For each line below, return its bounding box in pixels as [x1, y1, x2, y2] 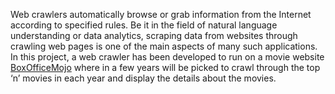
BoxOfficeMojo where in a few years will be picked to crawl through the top [10, 62, 321, 73]
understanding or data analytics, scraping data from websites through [10, 30, 298, 41]
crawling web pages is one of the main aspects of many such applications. [10, 40, 318, 52]
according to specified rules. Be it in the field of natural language [10, 19, 278, 31]
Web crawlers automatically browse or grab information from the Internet [10, 9, 312, 20]
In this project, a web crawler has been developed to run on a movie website [10, 51, 325, 63]
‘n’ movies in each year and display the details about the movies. [10, 72, 277, 84]
